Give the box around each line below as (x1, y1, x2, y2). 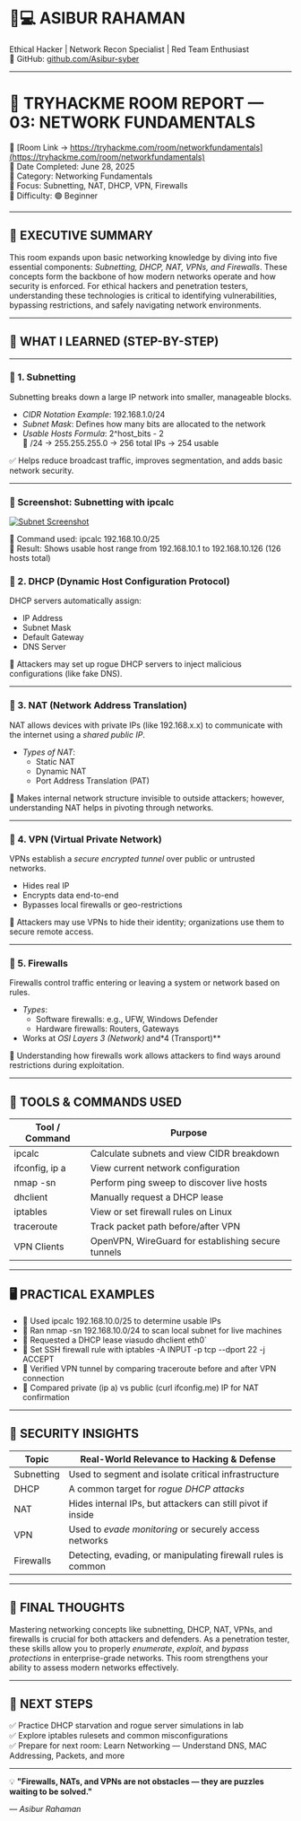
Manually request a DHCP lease (90, 1191, 224, 1204)
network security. (9, 465, 74, 476)
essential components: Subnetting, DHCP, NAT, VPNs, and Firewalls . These (9, 261, 288, 272)
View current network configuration (90, 1162, 240, 1175)
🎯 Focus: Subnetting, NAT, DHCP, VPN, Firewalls (9, 179, 188, 190)
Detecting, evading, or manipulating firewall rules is (68, 1548, 284, 1561)
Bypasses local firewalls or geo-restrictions (21, 899, 183, 910)
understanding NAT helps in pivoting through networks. (9, 801, 214, 813)
